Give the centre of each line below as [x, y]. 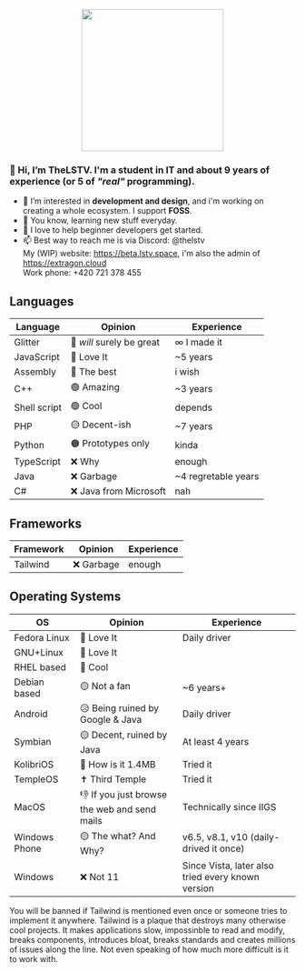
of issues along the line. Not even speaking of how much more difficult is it [149, 949]
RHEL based [40, 666]
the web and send [118, 809]
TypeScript [37, 462]
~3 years [194, 388]
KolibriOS [34, 764]
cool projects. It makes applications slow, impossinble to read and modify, [148, 930]
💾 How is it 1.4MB [118, 764]
